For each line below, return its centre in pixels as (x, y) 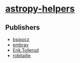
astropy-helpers (40, 9)
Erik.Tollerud (26, 50)
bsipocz (21, 39)
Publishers (23, 27)
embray (21, 45)
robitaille (22, 55)
